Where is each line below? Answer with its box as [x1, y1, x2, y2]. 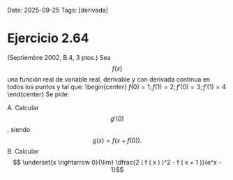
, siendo [7, 125, 31, 133]
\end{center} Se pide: [7, 90, 70, 98]
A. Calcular [7, 103, 39, 112]
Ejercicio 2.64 [7, 31, 89, 46]
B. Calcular [7, 147, 39, 156]
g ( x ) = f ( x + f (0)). [92, 136, 142, 144]
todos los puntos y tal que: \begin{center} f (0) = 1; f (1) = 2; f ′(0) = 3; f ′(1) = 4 [7, 82, 227, 91]
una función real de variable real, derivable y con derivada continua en [7, 75, 211, 83]
